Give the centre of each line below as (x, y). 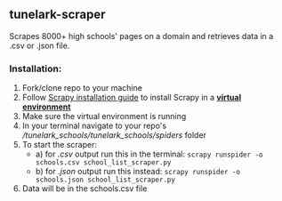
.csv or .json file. (40, 45)
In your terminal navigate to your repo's (94, 126)
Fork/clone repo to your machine (82, 88)
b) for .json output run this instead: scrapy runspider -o (138, 172)
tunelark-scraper (57, 15)
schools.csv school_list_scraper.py (103, 163)
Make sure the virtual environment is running (104, 117)
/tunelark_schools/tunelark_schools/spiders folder (114, 135)
